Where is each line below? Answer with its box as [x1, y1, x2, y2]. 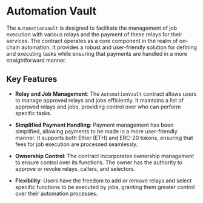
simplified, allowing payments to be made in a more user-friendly [15, 127, 178, 135]
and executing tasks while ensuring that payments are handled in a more [6, 50, 188, 57]
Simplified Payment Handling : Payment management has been [15, 121, 174, 128]
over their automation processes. [15, 190, 98, 197]
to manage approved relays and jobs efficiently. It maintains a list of [15, 96, 184, 104]
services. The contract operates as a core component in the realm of [6, 37, 178, 44]
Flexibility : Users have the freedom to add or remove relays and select [15, 177, 192, 184]
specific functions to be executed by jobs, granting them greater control [15, 183, 195, 190]
